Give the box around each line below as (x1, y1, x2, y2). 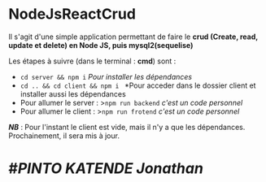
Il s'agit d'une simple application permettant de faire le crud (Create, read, (8, 32, 259, 41)
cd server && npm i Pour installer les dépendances (20, 71, 193, 81)
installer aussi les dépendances (20, 89, 126, 98)
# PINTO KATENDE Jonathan (8, 159, 203, 178)
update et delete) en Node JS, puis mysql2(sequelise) (8, 40, 194, 50)
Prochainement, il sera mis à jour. (8, 131, 120, 141)
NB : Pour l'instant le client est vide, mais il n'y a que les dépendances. (8, 122, 246, 132)
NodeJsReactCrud (8, 5, 137, 24)
